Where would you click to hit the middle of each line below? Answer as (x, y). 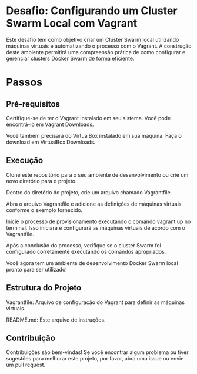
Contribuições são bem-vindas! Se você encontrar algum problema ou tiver (98, 352)
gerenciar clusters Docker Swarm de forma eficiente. (70, 58)
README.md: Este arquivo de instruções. (56, 320)
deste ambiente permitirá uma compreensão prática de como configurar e (96, 52)
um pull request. (26, 365)
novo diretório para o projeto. (41, 181)
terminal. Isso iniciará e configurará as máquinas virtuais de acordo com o (96, 227)
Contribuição (31, 338)
